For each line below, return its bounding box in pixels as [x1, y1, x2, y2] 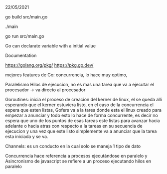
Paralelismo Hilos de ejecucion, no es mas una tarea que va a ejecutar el [5, 82, 154, 87]
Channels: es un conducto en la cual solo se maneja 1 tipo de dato [5, 143, 141, 149]
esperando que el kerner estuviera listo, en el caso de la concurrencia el [5, 102, 154, 108]
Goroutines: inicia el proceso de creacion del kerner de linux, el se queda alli [5, 97, 162, 102]
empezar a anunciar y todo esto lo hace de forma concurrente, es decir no [5, 112, 158, 118]
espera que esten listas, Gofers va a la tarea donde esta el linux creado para [5, 107, 162, 113]
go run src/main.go [5, 33, 44, 39]
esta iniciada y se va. [5, 134, 48, 139]
